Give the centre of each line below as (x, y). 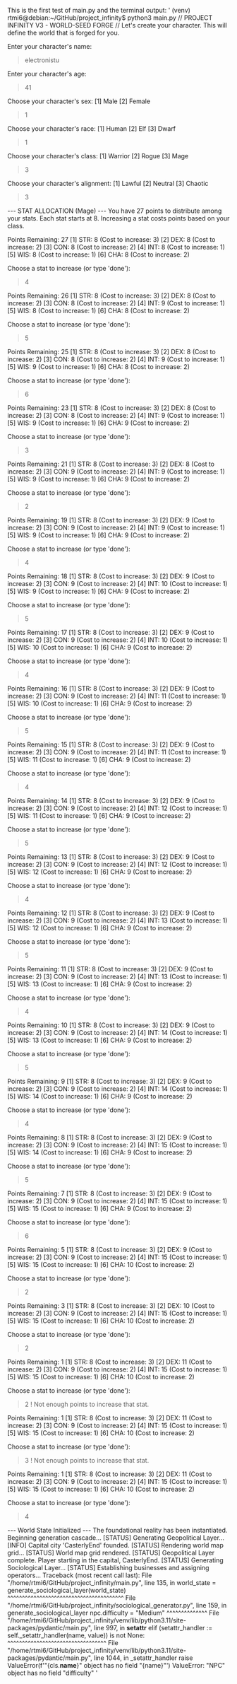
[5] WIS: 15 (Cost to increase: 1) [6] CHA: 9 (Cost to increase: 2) (100, 1209)
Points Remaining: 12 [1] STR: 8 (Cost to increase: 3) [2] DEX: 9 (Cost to (111, 913)
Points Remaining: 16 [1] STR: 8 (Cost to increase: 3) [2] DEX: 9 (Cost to (111, 688)
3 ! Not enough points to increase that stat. (87, 1460)
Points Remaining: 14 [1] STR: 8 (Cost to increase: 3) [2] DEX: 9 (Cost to (111, 801)
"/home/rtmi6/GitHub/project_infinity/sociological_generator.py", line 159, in (117, 1605)
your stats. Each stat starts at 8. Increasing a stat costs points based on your (119, 218)
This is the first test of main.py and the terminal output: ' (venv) (99, 10)
